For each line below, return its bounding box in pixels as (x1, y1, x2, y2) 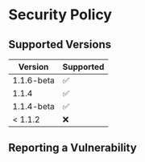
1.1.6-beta (12, 75, 55, 86)
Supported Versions (8, 38, 111, 51)
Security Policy (8, 6, 113, 24)
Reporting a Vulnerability (8, 141, 137, 155)
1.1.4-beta (12, 101, 55, 111)
